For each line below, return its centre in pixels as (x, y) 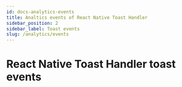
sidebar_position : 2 (32, 23)
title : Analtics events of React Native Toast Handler (77, 18)
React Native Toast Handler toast (91, 64)
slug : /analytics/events (38, 34)
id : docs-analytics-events (40, 12)
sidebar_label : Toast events (43, 29)
